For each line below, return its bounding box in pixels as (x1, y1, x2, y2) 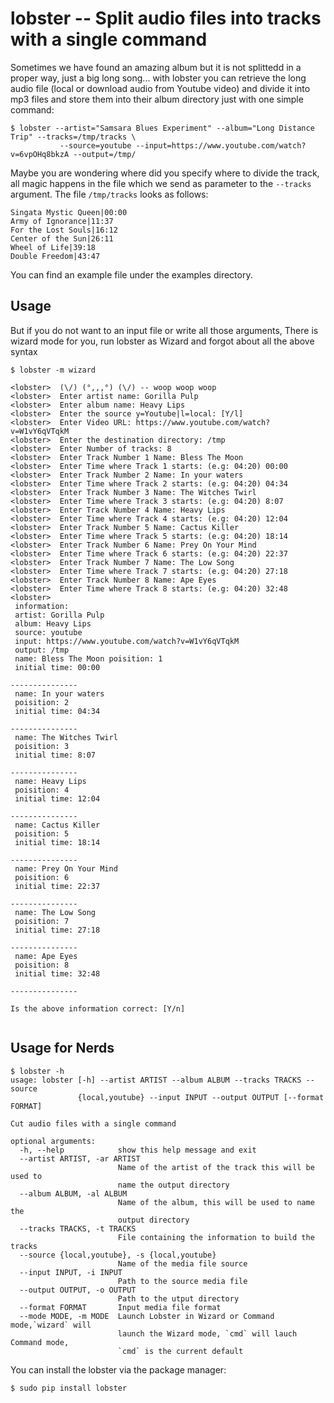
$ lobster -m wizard (10, 365, 97, 375)
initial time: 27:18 (14, 925, 101, 935)
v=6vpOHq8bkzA (10, 149, 70, 159)
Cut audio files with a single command (10, 1118, 177, 1129)
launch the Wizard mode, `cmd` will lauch (117, 1328, 298, 1339)
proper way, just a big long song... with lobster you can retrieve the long (10, 72, 307, 84)
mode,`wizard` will (10, 1320, 92, 1330)
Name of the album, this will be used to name (117, 1197, 315, 1207)
